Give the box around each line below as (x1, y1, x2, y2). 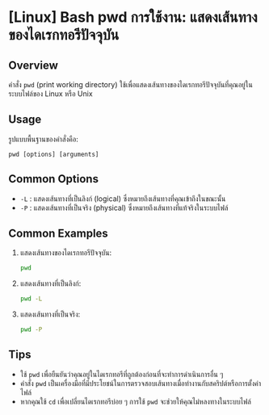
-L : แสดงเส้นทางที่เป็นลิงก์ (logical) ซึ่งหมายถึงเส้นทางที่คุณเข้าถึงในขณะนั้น (19, 194, 226, 203)
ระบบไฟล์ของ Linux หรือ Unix (8, 89, 93, 99)
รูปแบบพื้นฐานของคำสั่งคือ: (8, 134, 79, 144)
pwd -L (19, 295, 43, 303)
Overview (8, 58, 59, 72)
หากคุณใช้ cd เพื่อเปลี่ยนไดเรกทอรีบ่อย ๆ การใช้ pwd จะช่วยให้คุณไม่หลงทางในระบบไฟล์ (19, 396, 252, 406)
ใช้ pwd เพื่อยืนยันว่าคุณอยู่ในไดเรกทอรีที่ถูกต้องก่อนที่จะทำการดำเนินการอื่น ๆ (19, 369, 224, 379)
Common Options (8, 172, 99, 186)
